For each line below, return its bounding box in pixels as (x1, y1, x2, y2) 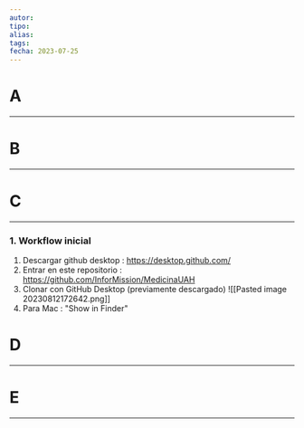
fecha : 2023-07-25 (9, 47, 79, 56)
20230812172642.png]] (22, 293, 111, 304)
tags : (9, 38, 30, 48)
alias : (9, 30, 34, 39)
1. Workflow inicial (9, 234, 92, 247)
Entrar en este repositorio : (22, 264, 122, 276)
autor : (9, 13, 34, 23)
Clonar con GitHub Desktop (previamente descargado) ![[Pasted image (22, 284, 288, 295)
